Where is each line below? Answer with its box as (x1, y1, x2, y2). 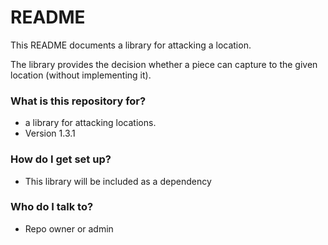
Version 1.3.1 (24, 127, 76, 140)
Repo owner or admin (24, 222, 114, 235)
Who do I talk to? (10, 200, 94, 214)
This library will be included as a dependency (24, 175, 212, 187)
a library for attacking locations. (24, 117, 157, 129)
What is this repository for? (10, 94, 147, 108)
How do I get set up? (10, 152, 112, 166)
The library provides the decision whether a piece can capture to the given (10, 58, 318, 70)
